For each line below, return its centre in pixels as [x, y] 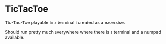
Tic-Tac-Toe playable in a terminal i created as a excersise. [65, 22]
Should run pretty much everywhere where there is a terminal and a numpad [83, 32]
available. [15, 37]
